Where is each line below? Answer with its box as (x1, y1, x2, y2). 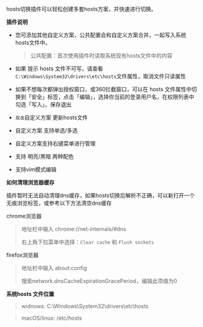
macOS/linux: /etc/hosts (21, 314, 82, 321)
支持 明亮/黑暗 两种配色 (15, 153, 74, 160)
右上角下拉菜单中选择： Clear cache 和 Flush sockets (21, 238, 154, 246)
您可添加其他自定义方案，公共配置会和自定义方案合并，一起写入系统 (15, 31, 187, 39)
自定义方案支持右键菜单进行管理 (15, 140, 96, 147)
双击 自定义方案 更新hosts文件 (15, 114, 88, 121)
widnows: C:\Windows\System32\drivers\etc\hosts (21, 303, 149, 310)
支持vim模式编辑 (15, 166, 57, 173)
